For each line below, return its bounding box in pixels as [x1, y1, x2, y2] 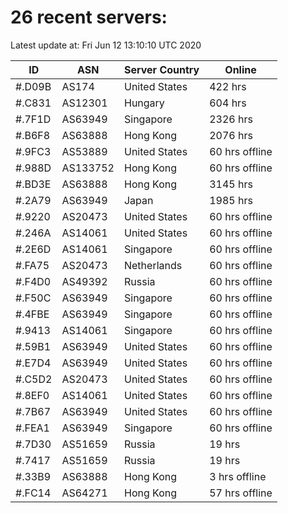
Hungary [123, 96, 165, 110]
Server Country [123, 62, 200, 76]
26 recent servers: [10, 6, 168, 29]
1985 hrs [209, 193, 253, 207]
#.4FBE [15, 307, 50, 321]
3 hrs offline [209, 469, 267, 483]
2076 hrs [209, 128, 253, 142]
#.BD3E [15, 177, 52, 191]
